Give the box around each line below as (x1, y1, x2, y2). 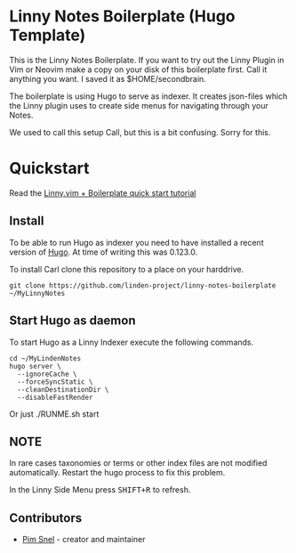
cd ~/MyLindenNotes (9, 354, 82, 362)
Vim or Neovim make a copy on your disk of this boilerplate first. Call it (9, 64, 268, 75)
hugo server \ (9, 362, 62, 370)
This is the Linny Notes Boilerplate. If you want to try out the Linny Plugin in (9, 54, 284, 65)
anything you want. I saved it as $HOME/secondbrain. (9, 73, 206, 84)
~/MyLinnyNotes (9, 289, 66, 297)
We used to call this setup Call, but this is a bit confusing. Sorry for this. (9, 126, 271, 137)
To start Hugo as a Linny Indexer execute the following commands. (9, 337, 254, 347)
